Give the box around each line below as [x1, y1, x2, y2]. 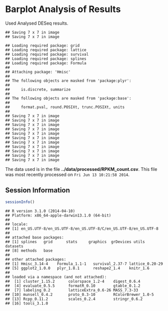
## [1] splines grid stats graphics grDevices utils [5, 239, 145, 244]
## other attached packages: [5, 257, 66, 262]
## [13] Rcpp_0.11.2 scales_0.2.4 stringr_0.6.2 [5, 296, 143, 301]
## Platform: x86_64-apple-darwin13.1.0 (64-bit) [5, 213, 112, 218]
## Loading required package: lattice [5, 47, 87, 52]
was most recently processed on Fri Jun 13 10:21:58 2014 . [5, 171, 130, 177]
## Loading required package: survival [5, 52, 89, 57]
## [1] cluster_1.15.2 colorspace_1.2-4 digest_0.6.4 [5, 279, 141, 284]
